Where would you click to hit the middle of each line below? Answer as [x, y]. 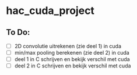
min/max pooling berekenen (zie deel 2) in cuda [72, 53]
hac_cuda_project [50, 11]
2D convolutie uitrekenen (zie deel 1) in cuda [68, 46]
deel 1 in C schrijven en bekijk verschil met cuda [72, 59]
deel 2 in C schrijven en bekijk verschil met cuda [73, 66]
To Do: [18, 32]
